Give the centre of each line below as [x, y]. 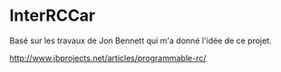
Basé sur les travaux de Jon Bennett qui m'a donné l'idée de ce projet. [140, 40]
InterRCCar [53, 16]
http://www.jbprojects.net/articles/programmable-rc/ [108, 58]
